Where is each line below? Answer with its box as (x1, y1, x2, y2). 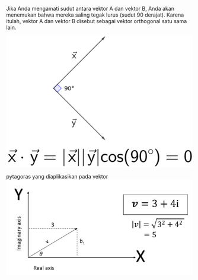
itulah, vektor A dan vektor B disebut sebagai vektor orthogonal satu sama (6, 18, 187, 24)
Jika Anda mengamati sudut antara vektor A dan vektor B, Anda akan (6, 5, 175, 12)
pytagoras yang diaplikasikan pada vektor (6, 173, 108, 180)
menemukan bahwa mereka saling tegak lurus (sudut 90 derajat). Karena (6, 11, 184, 18)
